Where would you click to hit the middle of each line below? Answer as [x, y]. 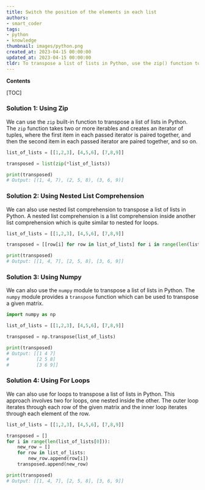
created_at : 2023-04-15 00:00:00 [49, 52]
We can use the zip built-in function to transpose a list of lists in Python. [97, 122]
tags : [13, 29]
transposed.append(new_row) [53, 464]
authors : [17, 18]
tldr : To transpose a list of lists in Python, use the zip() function [99, 63]
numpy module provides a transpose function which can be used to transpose [103, 297]
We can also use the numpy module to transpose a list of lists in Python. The [101, 290]
